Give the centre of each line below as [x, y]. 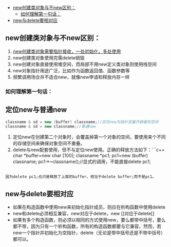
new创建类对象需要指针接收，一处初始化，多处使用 [67, 51]
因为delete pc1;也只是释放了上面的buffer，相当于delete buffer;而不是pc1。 [81, 177]
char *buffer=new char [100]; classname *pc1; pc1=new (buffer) [80, 156]
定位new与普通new [36, 110]
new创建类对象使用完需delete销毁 [49, 57]
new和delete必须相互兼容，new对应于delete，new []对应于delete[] [83, 214]
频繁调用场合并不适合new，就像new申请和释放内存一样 [71, 77]
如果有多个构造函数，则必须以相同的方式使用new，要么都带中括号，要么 [89, 220]
